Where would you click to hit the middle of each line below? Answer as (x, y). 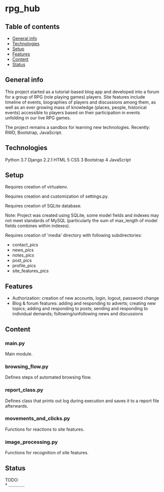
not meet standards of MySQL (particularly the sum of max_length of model (81, 221)
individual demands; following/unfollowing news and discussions (78, 314)
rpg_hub (23, 9)
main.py (15, 343)
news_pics (23, 250)
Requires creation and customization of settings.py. (57, 196)
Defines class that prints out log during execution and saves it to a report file (82, 401)
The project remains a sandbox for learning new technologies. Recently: (78, 127)
